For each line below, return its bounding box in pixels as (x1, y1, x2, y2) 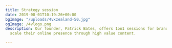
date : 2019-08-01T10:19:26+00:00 (5, 12, 77, 17)
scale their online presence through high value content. (10, 31, 137, 36)
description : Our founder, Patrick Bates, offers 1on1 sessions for (5, 26, 155, 31)
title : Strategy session (5, 7, 58, 13)
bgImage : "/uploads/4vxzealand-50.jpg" (5, 17, 91, 22)
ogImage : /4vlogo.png (5, 21, 52, 27)
